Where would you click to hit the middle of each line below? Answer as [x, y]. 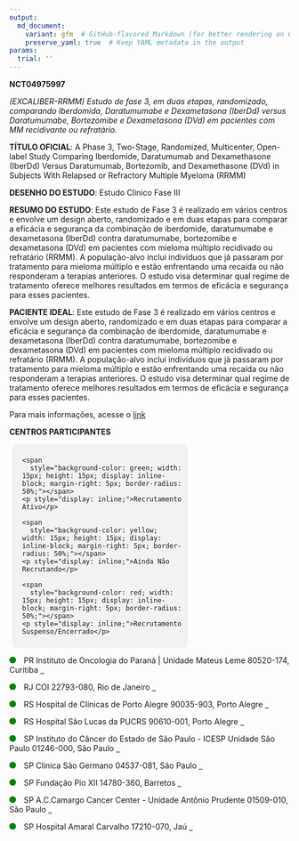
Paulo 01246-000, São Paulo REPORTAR [64, 748]
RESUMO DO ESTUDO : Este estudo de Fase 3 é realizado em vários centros [148, 210]
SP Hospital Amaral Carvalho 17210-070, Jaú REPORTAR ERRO [108, 827]
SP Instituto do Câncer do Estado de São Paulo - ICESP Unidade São [149, 739]
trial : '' [35, 59]
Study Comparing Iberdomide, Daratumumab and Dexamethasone [150, 156]
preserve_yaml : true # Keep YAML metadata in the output [135, 42]
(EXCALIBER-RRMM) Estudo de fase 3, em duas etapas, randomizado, [139, 101]
